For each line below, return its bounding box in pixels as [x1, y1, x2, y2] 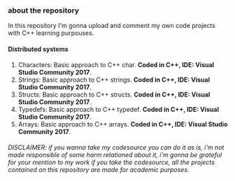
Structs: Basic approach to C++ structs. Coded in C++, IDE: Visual [17, 90, 211, 99]
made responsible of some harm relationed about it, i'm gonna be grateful [8, 151, 222, 159]
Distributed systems [8, 45, 69, 53]
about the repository [8, 6, 80, 15]
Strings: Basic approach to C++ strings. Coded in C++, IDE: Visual [17, 75, 211, 84]
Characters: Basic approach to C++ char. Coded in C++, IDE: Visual [17, 60, 215, 68]
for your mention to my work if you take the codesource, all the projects [8, 158, 215, 166]
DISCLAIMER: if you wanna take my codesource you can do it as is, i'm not [8, 143, 225, 152]
